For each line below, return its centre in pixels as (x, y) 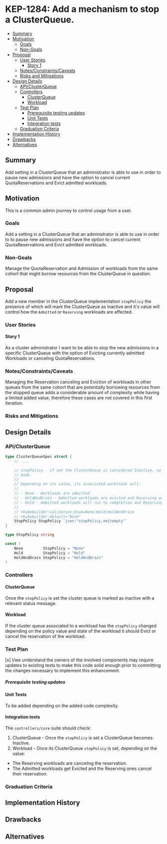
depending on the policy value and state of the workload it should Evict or (81, 631)
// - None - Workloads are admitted (52, 494)
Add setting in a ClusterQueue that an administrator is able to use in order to (83, 172)
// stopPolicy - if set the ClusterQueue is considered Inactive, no (88, 470)
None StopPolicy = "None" (50, 548)
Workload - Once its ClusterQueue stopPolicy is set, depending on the (85, 748)
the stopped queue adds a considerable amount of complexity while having (82, 393)
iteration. (14, 403)
